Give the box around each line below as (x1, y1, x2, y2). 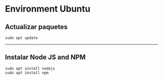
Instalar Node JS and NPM (5, 53, 86, 62)
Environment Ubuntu (5, 3, 91, 15)
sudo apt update (5, 35, 38, 40)
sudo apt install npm (5, 70, 49, 75)
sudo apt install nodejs (5, 66, 55, 71)
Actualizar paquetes (5, 23, 68, 31)
